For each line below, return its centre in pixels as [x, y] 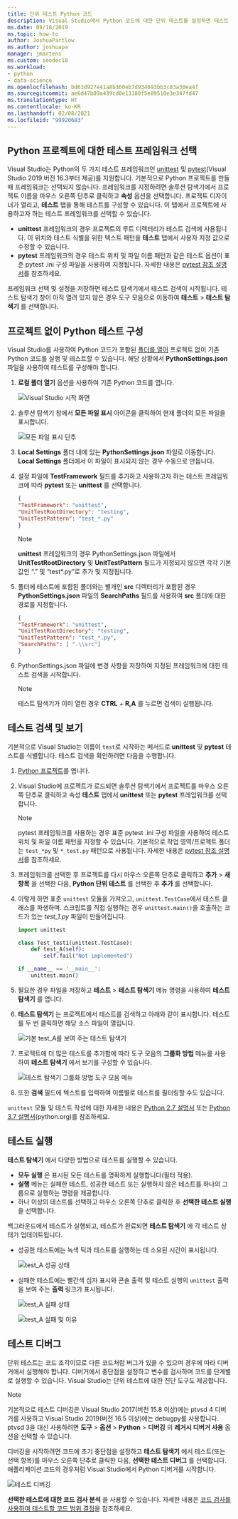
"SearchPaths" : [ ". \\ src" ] [59, 645]
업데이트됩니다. [41, 1234]
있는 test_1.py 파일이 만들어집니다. [79, 916]
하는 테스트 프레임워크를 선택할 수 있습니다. [91, 214]
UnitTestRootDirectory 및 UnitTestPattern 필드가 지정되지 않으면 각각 [118, 562]
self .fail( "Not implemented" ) [88, 956]
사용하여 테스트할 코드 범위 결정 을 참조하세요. [70, 1508]
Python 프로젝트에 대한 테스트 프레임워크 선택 [102, 151]
